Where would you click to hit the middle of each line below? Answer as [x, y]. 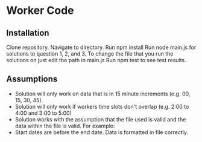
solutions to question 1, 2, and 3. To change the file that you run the [90, 54]
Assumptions [32, 79]
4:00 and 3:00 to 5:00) [43, 113]
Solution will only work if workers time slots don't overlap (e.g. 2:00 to [102, 106]
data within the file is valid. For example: [65, 126]
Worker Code [40, 11]
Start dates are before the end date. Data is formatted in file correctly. [102, 132]
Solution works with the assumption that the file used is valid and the [100, 119]
